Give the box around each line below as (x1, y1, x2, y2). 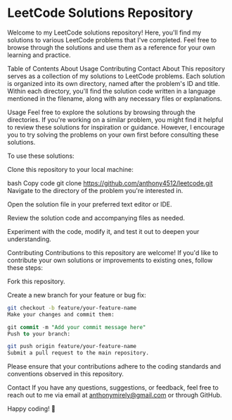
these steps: (7, 263, 44, 272)
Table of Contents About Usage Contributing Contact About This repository (7, 64, 226, 73)
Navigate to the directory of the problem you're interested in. (7, 186, 183, 194)
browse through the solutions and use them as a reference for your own (7, 43, 216, 51)
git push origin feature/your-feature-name (7, 343, 137, 350)
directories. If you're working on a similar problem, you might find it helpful (7, 115, 224, 124)
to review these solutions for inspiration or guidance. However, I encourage (7, 123, 225, 131)
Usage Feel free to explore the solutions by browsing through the (7, 108, 195, 116)
